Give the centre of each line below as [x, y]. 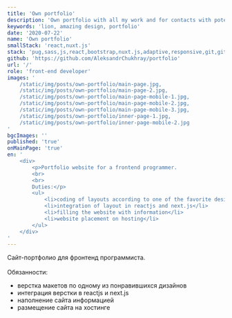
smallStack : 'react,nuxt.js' [49, 46]
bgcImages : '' [28, 135]
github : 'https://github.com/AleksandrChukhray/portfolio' [94, 59]
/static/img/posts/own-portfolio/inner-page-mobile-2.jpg [105, 122]
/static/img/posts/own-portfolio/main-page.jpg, [91, 84]
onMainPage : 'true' [35, 148]
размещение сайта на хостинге [64, 308]
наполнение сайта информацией [66, 300]
